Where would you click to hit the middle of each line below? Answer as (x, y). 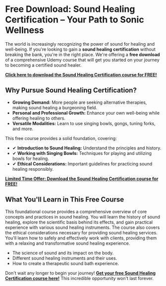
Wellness (25, 30)
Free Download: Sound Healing (70, 9)
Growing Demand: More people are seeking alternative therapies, (80, 102)
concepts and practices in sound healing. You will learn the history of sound (83, 216)
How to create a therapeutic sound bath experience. (65, 263)
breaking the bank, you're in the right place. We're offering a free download (83, 54)
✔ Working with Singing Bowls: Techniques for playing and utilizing (82, 153)
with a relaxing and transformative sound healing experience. (68, 243)
